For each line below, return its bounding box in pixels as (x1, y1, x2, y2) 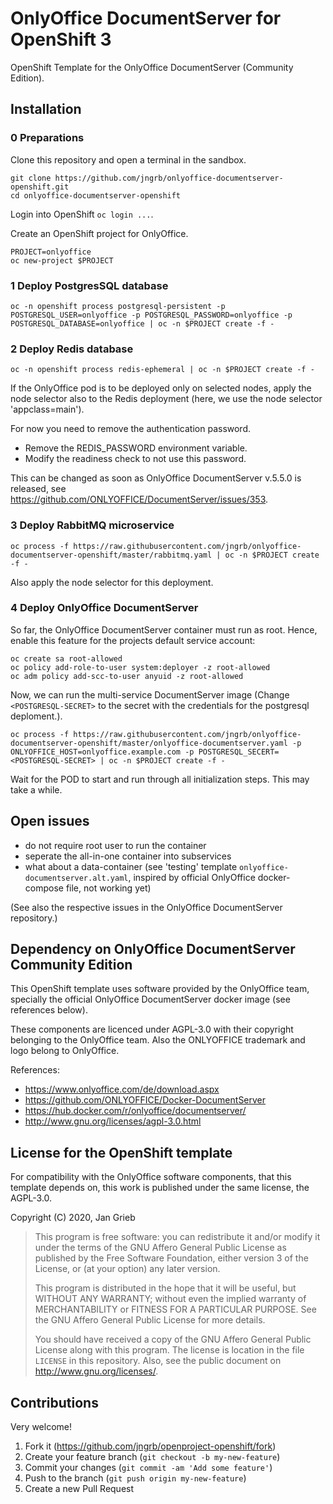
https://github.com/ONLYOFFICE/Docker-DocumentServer (24, 1094, 267, 1106)
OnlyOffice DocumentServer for (10, 7, 282, 30)
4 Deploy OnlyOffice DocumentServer (10, 601, 199, 615)
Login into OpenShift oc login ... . (10, 208, 154, 220)
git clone (10, 173, 52, 183)
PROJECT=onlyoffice (10, 247, 92, 257)
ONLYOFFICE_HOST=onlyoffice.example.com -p (10, 747, 195, 757)
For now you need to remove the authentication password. (10, 423, 252, 435)
